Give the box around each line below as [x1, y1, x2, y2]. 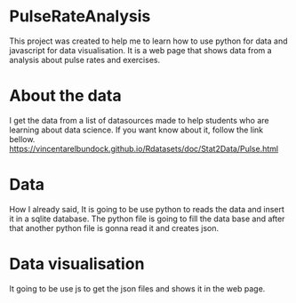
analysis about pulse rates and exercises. [9, 54, 161, 65]
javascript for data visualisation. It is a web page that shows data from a [9, 44, 273, 55]
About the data [9, 86, 122, 106]
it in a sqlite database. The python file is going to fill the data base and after [9, 213, 285, 224]
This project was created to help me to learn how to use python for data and [9, 36, 288, 46]
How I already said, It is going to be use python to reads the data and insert [9, 203, 284, 214]
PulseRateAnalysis [9, 6, 151, 27]
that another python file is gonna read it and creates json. [9, 222, 220, 233]
